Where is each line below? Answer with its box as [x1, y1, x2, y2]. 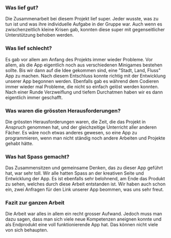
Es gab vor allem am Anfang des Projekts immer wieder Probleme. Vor [5, 56, 153, 62]
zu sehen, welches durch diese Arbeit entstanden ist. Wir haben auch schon [5, 181, 166, 187]
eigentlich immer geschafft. [5, 94, 63, 101]
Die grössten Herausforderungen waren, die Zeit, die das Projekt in [5, 118, 146, 125]
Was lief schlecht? [5, 45, 52, 52]
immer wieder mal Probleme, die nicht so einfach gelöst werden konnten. [5, 83, 159, 89]
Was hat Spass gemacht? [5, 153, 70, 160]
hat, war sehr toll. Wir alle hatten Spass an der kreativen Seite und [5, 170, 144, 176]
